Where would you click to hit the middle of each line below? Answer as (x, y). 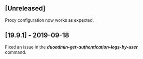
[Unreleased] (25, 8)
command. (16, 52)
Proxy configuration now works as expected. (50, 20)
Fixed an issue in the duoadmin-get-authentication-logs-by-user (71, 47)
